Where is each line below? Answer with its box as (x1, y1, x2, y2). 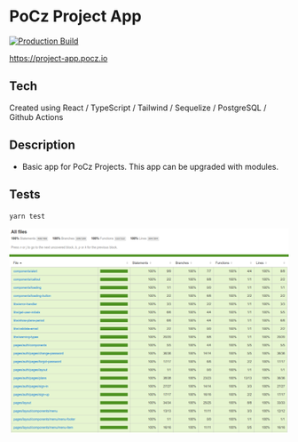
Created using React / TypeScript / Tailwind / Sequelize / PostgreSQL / (9, 102, 267, 113)
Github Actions (9, 111, 64, 122)
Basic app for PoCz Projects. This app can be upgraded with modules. (21, 161, 279, 172)
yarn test (9, 212, 46, 221)
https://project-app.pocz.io (9, 52, 108, 63)
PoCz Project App (9, 6, 142, 27)
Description (9, 138, 75, 153)
